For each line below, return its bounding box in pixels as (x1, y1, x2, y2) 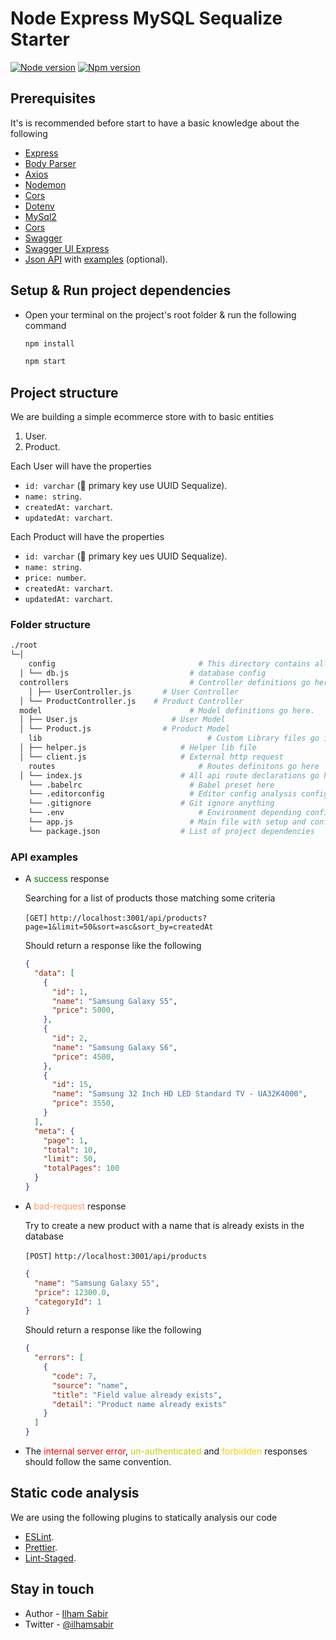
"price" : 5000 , (51, 1005, 116, 1016)
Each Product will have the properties (10, 531, 165, 543)
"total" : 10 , (43, 1145, 98, 1155)
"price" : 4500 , (51, 1052, 116, 1062)
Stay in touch (10, 1581, 95, 1598)
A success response (24, 873, 110, 885)
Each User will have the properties (10, 460, 152, 472)
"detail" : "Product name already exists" (51, 1399, 227, 1409)
